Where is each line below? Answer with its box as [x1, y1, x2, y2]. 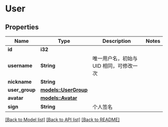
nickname [7, 78, 32, 85]
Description [102, 38, 131, 44]
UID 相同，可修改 [92, 63, 133, 69]
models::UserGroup [40, 87, 88, 93]
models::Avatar [40, 95, 77, 101]
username [7, 62, 32, 69]
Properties [5, 23, 39, 31]
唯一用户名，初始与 [92, 55, 138, 62]
